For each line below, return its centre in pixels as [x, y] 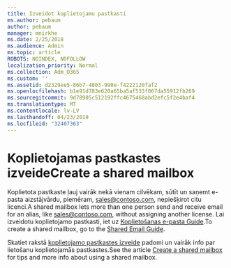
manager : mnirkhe [32, 33]
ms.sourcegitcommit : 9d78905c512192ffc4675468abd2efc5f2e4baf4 [101, 98]
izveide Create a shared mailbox [100, 173]
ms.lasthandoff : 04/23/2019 [48, 117]
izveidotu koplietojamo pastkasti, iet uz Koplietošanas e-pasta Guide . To [110, 222]
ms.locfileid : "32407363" [45, 124]
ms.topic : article [34, 53]
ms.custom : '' [28, 78]
